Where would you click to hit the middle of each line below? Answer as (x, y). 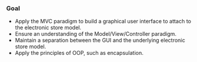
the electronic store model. (48, 27)
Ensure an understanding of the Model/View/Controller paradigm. (96, 34)
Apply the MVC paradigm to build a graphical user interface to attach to (103, 21)
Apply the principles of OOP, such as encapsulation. (79, 53)
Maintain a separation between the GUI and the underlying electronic (100, 41)
